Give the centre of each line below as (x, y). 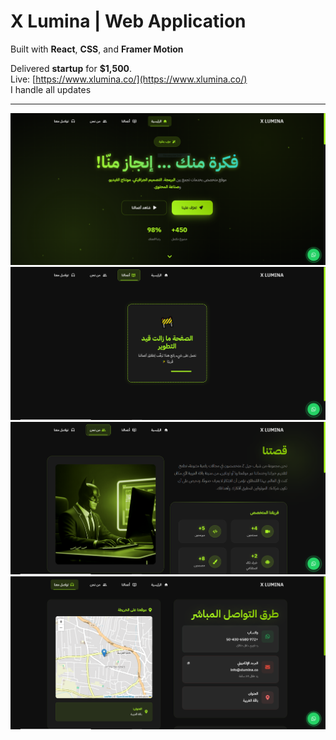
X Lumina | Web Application (128, 21)
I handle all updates (51, 89)
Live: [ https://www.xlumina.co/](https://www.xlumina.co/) (129, 79)
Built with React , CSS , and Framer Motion (97, 49)
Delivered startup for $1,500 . (71, 68)
